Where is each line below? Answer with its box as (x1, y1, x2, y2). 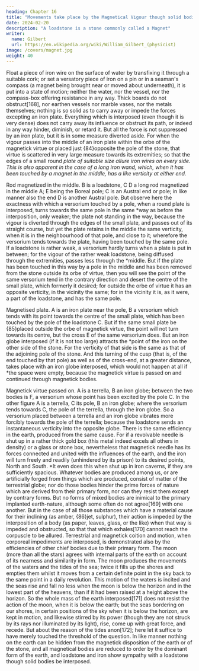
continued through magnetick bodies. (6, 375, 98, 382)
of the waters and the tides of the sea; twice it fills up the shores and (6, 563, 174, 570)
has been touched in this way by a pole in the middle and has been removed (6, 263, 192, 270)
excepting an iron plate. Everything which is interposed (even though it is (6, 113, 184, 120)
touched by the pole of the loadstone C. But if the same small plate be (6, 318, 176, 326)
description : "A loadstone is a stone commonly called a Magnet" (6, 25, 171, 31)
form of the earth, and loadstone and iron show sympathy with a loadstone (6, 651, 188, 659)
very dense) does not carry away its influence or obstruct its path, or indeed (6, 119, 192, 126)
